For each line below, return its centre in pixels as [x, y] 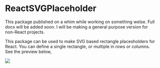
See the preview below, [28, 52]
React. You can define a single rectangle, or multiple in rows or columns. [78, 46]
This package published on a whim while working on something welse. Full [80, 22]
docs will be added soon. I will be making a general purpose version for [77, 27]
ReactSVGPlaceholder [51, 8]
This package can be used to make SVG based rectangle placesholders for [80, 41]
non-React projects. [25, 32]
